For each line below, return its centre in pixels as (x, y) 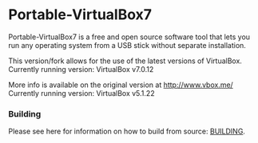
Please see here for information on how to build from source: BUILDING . (127, 131)
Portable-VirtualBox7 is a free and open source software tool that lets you (129, 37)
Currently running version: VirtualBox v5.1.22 (81, 93)
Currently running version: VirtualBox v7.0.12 (81, 69)
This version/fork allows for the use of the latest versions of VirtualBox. (125, 61)
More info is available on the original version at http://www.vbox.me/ (121, 85)
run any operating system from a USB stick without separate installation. (127, 45)
